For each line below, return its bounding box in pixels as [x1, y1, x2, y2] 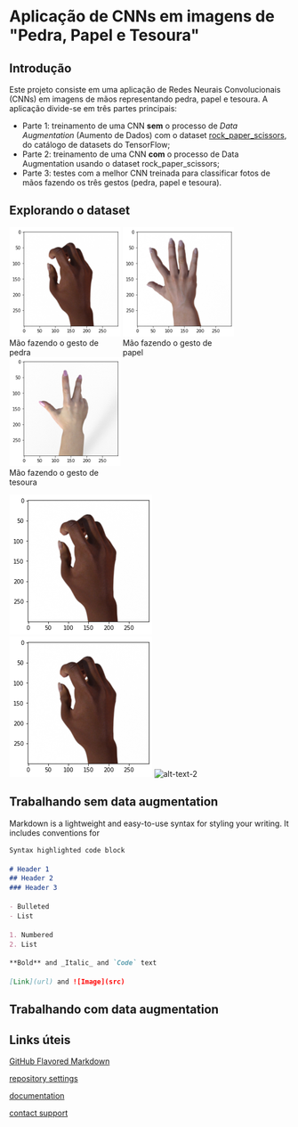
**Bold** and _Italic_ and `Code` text [9, 959, 157, 968]
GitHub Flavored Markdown [9, 1056, 110, 1066]
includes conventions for [9, 827, 101, 838]
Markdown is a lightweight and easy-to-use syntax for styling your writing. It [9, 818, 289, 829]
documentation [9, 1090, 65, 1101]
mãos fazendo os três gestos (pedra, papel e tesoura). [21, 177, 222, 188]
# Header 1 [9, 864, 50, 874]
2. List [9, 940, 38, 949]
